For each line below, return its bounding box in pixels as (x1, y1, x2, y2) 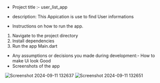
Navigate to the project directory (12, 33, 79, 38)
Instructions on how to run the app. (12, 23, 83, 29)
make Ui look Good (12, 58, 51, 63)
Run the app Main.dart (12, 43, 57, 49)
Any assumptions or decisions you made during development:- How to (12, 53, 156, 58)
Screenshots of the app (12, 63, 60, 69)
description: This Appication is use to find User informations (12, 14, 134, 19)
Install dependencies (12, 38, 55, 44)
